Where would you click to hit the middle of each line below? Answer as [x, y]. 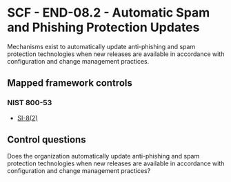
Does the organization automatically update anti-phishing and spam [103, 156]
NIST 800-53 [30, 103]
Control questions [47, 140]
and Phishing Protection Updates [103, 27]
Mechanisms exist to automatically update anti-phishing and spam [101, 46]
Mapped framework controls [70, 83]
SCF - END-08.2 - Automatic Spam [109, 13]
